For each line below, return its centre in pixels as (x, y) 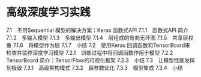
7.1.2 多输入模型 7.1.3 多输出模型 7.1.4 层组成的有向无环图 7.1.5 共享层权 (100, 37)
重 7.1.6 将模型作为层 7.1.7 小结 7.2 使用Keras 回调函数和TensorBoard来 (98, 45)
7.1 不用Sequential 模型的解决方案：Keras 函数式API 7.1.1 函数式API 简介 (97, 30)
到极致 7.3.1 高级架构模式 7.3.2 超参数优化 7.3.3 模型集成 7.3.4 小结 (94, 67)
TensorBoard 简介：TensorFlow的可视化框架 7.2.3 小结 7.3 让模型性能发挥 (101, 60)
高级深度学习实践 (49, 12)
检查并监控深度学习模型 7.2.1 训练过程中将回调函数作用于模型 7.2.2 (90, 52)
